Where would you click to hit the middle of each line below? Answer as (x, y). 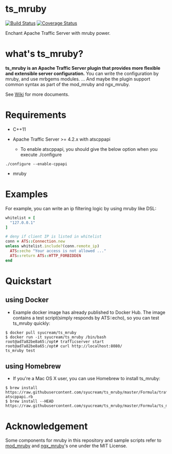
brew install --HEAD (32, 401)
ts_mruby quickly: (31, 323)
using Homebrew (33, 367)
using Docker (27, 300)
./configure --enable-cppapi (36, 164)
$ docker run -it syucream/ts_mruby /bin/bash (56, 337)
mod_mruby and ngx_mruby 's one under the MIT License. (66, 446)
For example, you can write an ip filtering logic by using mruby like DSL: (81, 208)
